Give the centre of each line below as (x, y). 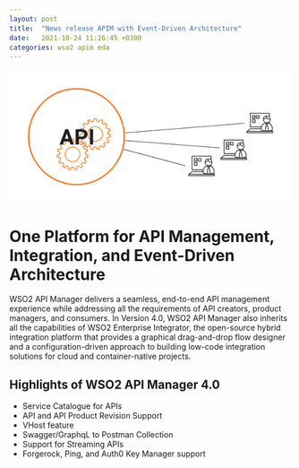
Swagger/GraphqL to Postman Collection (98, 435)
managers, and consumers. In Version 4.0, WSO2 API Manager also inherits (149, 318)
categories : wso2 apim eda (60, 48)
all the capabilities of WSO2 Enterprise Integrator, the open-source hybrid (145, 328)
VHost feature (48, 425)
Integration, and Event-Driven (122, 255)
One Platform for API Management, (142, 236)
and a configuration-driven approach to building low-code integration (137, 347)
